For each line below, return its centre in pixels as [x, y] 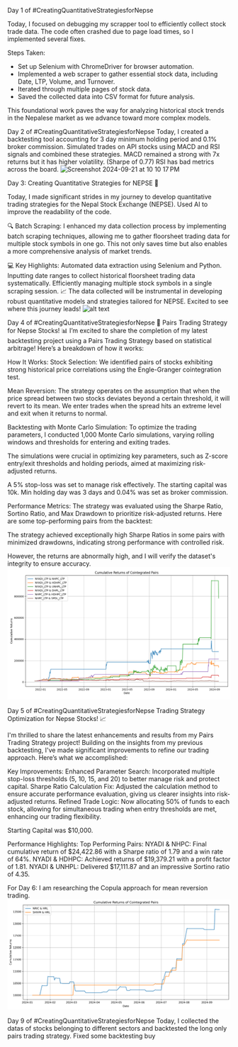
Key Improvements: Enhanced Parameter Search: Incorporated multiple [111, 771]
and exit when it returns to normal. [57, 413]
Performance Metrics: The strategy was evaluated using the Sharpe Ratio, [115, 506]
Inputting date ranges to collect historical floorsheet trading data [101, 275]
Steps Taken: [27, 53]
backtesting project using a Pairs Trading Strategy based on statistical [110, 341]
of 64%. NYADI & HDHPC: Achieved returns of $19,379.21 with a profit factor [119, 859]
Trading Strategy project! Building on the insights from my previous [105, 742]
